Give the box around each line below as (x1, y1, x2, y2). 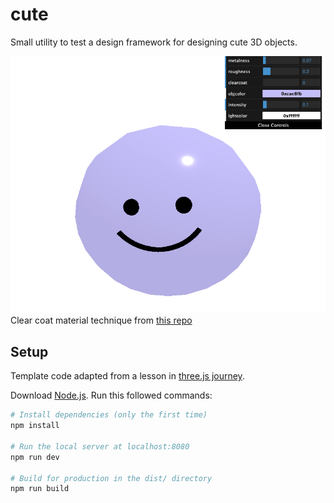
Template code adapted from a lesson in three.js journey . (10, 370, 245, 382)
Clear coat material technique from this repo (10, 314, 193, 327)
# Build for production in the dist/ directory (10, 473, 213, 483)
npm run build (10, 484, 70, 494)
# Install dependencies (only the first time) (10, 410, 208, 420)
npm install (10, 421, 60, 431)
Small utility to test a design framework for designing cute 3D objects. (10, 36, 298, 48)
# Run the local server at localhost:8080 (10, 441, 190, 452)
